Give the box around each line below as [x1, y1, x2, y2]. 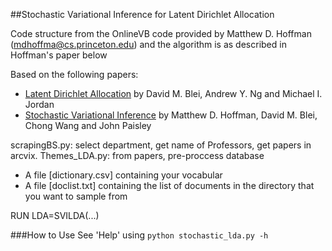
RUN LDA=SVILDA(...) [10, 210, 100, 221]
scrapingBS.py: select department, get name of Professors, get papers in [10, 139, 312, 151]
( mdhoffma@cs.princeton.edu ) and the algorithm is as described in [10, 39, 287, 50]
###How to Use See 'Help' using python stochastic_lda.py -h [10, 229, 269, 241]
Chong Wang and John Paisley [24, 120, 152, 131]
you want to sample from [24, 190, 128, 202]
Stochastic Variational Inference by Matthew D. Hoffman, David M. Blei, [24, 109, 318, 121]
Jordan [24, 99, 55, 110]
